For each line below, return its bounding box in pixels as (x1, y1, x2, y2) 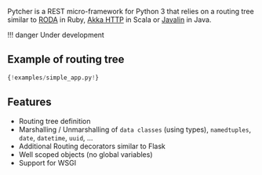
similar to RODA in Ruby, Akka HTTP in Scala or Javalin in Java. (7, 15, 212, 24)
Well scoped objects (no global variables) (18, 149, 153, 159)
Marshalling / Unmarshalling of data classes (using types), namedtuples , (18, 125, 252, 134)
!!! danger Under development (7, 31, 105, 39)
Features (7, 96, 52, 109)
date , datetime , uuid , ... (18, 133, 93, 142)
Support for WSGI (18, 158, 76, 167)
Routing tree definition (18, 116, 91, 126)
